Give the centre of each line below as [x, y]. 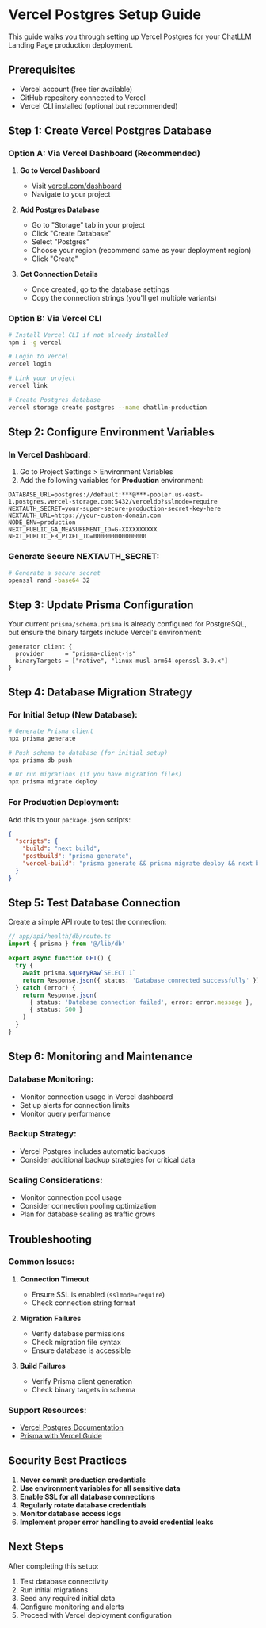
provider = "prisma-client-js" [76, 654]
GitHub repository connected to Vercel [83, 98]
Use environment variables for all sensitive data [100, 1488]
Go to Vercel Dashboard [60, 170]
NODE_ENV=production [42, 523]
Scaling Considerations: [55, 1180]
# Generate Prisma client [51, 731]
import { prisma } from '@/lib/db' [67, 944]
